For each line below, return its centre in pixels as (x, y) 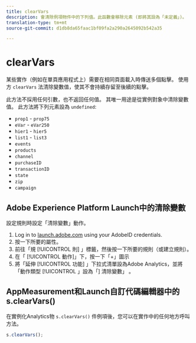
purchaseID (28, 163)
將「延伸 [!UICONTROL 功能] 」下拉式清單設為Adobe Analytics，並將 (99, 264)
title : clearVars (27, 12)
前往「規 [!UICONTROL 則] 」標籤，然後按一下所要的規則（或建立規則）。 (103, 249)
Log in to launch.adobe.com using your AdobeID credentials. (88, 235)
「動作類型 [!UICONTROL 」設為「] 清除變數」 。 (74, 271)
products (25, 151)
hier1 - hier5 (31, 131)
